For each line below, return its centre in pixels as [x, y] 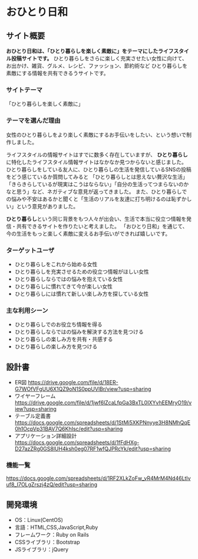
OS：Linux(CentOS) [39, 520]
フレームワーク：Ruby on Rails [52, 535]
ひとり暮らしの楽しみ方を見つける [56, 346]
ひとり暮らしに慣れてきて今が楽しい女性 [64, 286]
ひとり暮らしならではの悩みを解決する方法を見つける [79, 332]
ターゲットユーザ [30, 250]
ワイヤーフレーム [35, 396]
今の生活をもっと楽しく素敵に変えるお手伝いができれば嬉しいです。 [88, 233]
